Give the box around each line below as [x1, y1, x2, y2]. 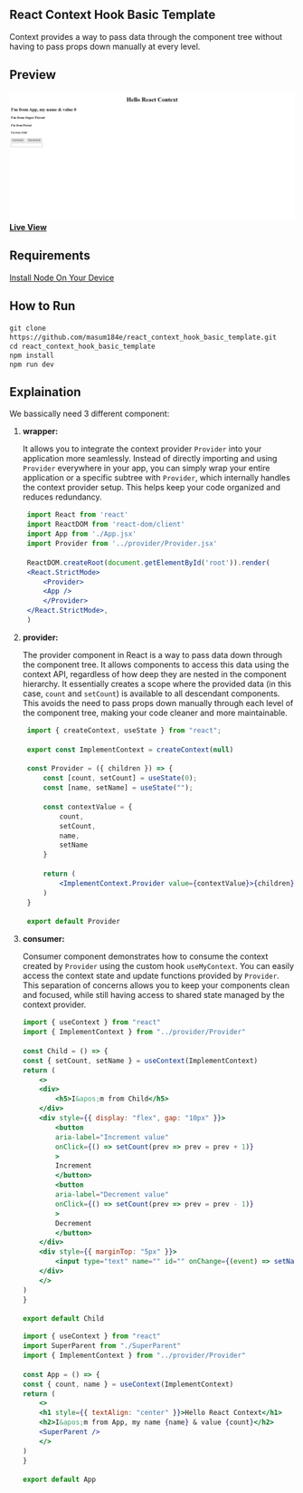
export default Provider [26, 917, 120, 926]
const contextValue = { [43, 802, 133, 811]
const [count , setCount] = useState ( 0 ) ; [43, 774, 197, 783]
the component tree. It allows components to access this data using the [22, 659, 289, 670]
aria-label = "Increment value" [55, 1132, 169, 1141]
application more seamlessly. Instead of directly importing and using [22, 453, 278, 464]
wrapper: [22, 426, 59, 437]
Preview [9, 67, 57, 82]
